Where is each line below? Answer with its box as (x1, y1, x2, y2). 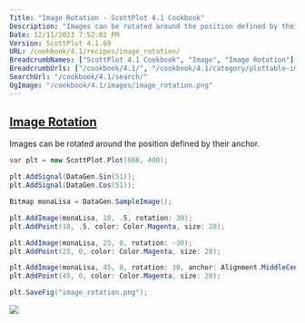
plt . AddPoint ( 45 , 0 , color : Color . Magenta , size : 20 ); (9, 271, 221, 281)
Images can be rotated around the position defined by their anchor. (9, 138, 261, 150)
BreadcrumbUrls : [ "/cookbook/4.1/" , (9, 64, 148, 73)
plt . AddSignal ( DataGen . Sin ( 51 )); (9, 172, 136, 181)
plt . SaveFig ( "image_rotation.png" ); (9, 288, 148, 298)
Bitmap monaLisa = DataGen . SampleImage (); (9, 197, 172, 207)
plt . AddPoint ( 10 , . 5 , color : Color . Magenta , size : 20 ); (9, 221, 225, 231)
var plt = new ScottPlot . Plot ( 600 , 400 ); (9, 156, 169, 165)
